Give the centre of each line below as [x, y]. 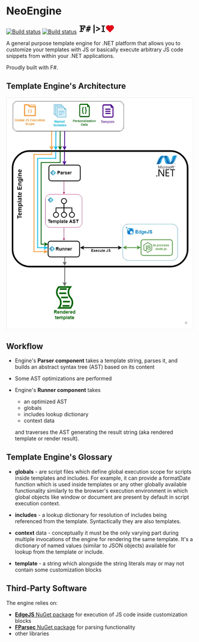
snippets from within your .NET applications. [60, 55]
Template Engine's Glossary [59, 457]
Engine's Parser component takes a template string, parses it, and [96, 360]
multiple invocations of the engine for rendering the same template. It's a [104, 539]
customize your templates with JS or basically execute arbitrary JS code [95, 50]
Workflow [25, 346]
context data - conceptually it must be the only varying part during [97, 533]
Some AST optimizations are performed [63, 378]
